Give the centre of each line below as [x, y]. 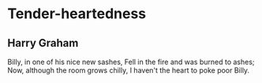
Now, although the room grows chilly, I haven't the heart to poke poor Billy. [129, 70]
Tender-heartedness [77, 14]
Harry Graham [43, 43]
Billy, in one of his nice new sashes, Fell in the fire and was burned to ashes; [131, 62]
